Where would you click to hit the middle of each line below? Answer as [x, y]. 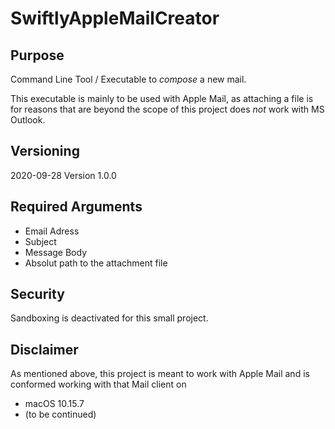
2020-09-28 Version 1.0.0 [63, 175]
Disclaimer [44, 349]
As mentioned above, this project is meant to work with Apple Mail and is [160, 374]
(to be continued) [60, 414]
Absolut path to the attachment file [96, 263]
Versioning [45, 151]
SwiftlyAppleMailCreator [115, 18]
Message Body [55, 252]
